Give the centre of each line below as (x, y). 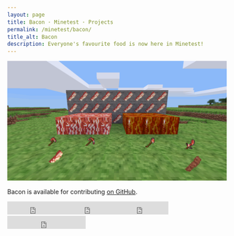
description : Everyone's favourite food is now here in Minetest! (106, 44)
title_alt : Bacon (32, 37)
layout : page (26, 15)
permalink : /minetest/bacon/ (49, 29)
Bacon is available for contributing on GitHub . (72, 191)
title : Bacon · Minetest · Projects (60, 22)
